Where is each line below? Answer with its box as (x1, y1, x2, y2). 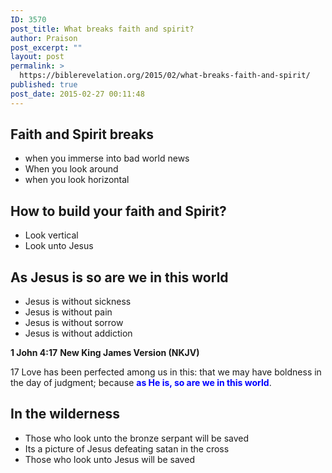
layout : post (10, 52, 65, 62)
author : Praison (10, 33, 78, 43)
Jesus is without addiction (24, 327, 133, 340)
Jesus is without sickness (24, 296, 132, 308)
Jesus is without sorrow (24, 317, 124, 329)
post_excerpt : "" (10, 42, 83, 53)
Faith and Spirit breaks (10, 126, 154, 143)
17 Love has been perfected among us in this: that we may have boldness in (10, 366, 322, 378)
